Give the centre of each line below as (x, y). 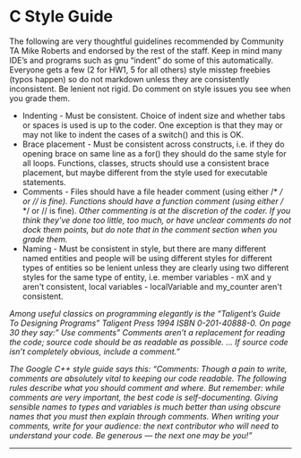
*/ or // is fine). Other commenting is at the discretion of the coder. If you (156, 210)
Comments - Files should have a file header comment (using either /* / (152, 191)
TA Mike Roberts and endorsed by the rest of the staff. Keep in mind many (146, 50)
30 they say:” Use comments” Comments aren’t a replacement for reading (147, 332)
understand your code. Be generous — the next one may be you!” (131, 435)
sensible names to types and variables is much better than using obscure (145, 407)
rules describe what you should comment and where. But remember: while (147, 387)
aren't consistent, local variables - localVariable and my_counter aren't (152, 286)
